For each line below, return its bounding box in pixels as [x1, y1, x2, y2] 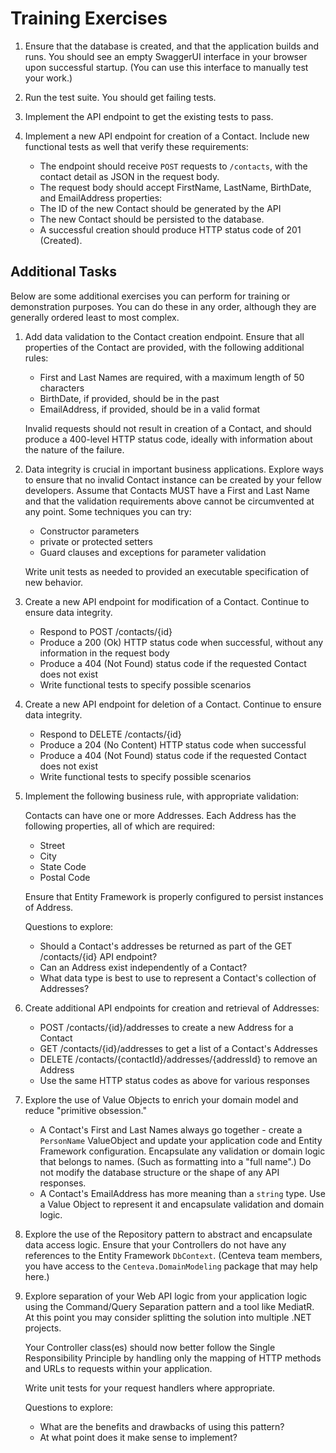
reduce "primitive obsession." [24, 1104, 147, 1116]
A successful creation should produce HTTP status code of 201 [39, 223, 302, 236]
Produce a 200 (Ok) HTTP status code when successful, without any [39, 636, 324, 648]
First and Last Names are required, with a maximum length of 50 [39, 371, 305, 383]
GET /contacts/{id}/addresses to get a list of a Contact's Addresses [39, 1042, 318, 1054]
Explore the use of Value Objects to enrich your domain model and [24, 1093, 299, 1106]
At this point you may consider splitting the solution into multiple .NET [24, 1311, 312, 1323]
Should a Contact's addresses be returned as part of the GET [39, 940, 293, 952]
